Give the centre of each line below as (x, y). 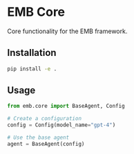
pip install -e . (32, 69)
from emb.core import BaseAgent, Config (66, 106)
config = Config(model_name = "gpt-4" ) (61, 125)
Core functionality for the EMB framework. (67, 31)
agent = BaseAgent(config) (46, 144)
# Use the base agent (38, 138)
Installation (32, 53)
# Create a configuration (44, 119)
